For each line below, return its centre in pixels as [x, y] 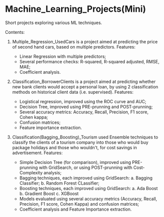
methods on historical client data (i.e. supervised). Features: [73, 92]
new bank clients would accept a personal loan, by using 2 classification [85, 86]
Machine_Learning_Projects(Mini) [76, 9]
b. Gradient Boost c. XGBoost [49, 193]
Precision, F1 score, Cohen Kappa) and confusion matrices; [79, 204]
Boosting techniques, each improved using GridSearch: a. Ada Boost [89, 188]
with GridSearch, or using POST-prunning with [86, 167]
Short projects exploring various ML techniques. [54, 23]
